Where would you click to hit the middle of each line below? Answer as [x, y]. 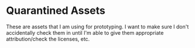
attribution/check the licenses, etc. [48, 39]
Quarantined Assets [56, 11]
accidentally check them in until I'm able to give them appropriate [85, 32]
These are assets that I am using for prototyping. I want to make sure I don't [97, 27]
